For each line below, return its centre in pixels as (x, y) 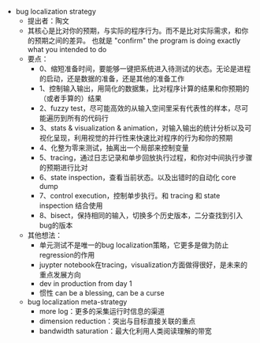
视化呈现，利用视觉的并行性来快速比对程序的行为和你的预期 (136, 138)
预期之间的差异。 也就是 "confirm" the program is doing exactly (137, 40)
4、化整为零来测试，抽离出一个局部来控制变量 (114, 148)
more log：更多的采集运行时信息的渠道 (102, 311)
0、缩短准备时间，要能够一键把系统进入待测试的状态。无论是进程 (145, 69)
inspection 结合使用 (71, 205)
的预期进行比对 (63, 168)
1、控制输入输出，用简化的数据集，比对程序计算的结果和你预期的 (144, 89)
